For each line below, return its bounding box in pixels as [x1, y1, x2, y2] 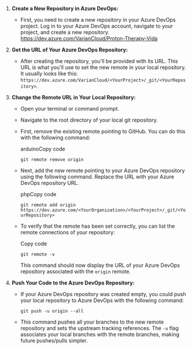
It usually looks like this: [20, 70, 78, 77]
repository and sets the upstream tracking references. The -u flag [20, 325, 179, 331]
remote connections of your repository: [20, 229, 115, 236]
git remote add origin [20, 202, 76, 208]
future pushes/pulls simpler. [20, 337, 88, 344]
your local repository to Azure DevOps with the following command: [20, 297, 184, 304]
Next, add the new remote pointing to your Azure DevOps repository [20, 167, 186, 174]
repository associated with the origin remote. [20, 268, 131, 274]
